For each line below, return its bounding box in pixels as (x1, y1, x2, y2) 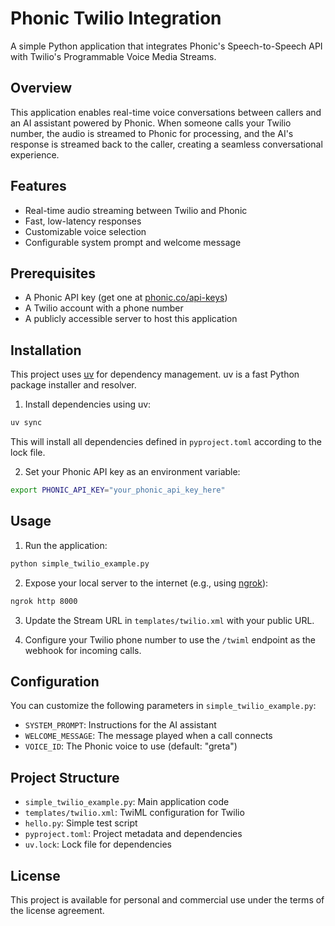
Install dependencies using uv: (24, 398, 152, 411)
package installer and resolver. (10, 379, 137, 391)
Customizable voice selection (24, 225, 147, 237)
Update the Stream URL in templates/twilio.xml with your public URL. (24, 614, 315, 626)
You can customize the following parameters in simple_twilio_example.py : (10, 700, 317, 712)
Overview (10, 80, 73, 97)
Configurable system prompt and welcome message (24, 236, 242, 248)
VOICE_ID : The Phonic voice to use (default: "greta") (24, 740, 238, 752)
